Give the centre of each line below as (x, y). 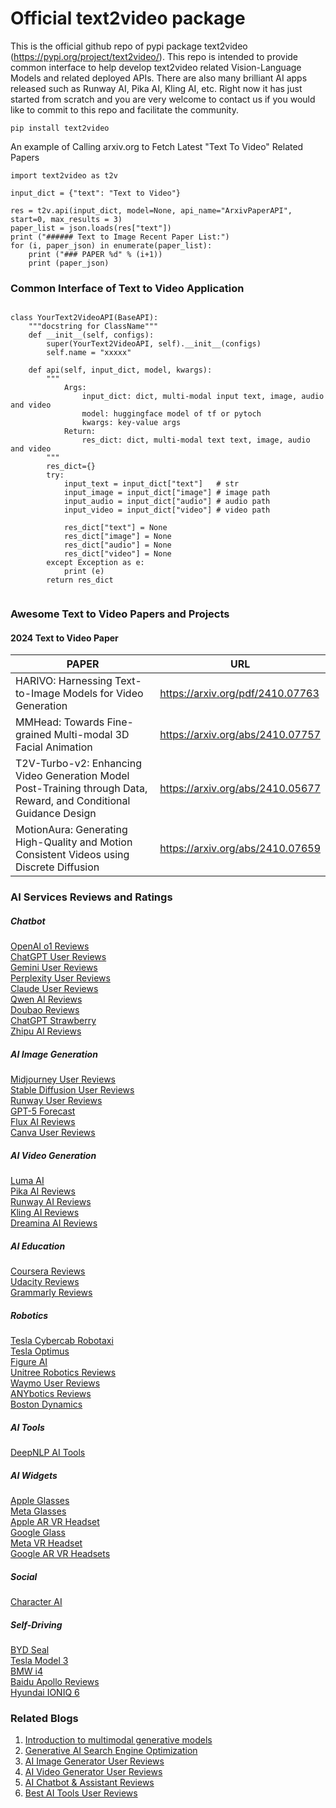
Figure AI (29, 1362)
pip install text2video (60, 128)
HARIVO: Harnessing (64, 681)
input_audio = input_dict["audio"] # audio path (167, 502)
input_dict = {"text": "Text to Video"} (96, 193)
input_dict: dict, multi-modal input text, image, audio (203, 397)
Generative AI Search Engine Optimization (111, 1751)
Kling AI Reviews (45, 1213)
